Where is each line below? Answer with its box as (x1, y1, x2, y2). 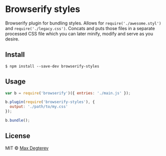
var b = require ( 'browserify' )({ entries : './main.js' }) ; (5, 90, 131, 95)
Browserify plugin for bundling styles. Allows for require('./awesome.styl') (5, 20, 161, 26)
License (5, 131, 30, 140)
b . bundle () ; (5, 118, 30, 123)
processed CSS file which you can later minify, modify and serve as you (5, 30, 153, 36)
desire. (5, 36, 19, 42)
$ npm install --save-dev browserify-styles (5, 63, 99, 68)
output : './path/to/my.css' (9, 104, 68, 109)
